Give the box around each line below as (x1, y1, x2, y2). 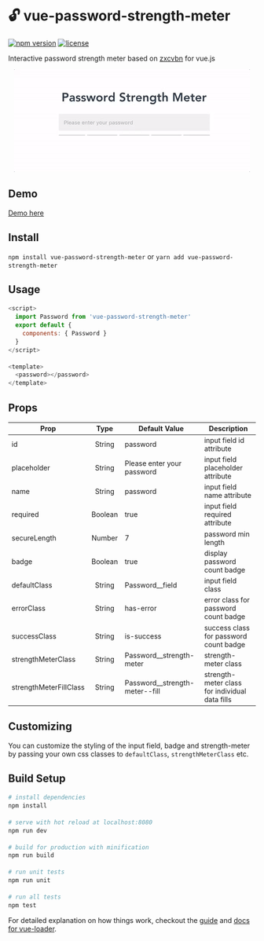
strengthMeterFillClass (11, 682, 85, 692)
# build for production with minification (8, 843, 149, 851)
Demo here (8, 208, 45, 218)
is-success (124, 631, 162, 641)
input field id (203, 435, 245, 445)
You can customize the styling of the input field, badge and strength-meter (8, 741, 251, 750)
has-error (124, 603, 157, 613)
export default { (15, 321, 72, 329)
